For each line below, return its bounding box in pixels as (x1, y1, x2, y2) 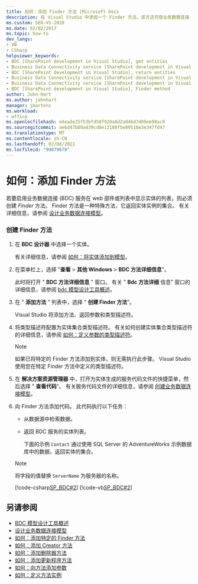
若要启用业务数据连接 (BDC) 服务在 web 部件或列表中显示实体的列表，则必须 (6, 195, 193, 202)
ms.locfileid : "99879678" (6, 147, 70, 153)
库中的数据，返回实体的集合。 (23, 447, 96, 455)
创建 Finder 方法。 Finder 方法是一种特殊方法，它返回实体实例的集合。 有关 (6, 202, 190, 210)
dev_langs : (6, 36, 33, 42)
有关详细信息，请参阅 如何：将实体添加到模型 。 (14, 253, 131, 260)
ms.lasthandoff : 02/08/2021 (6, 141, 76, 147)
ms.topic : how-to (6, 31, 49, 37)
